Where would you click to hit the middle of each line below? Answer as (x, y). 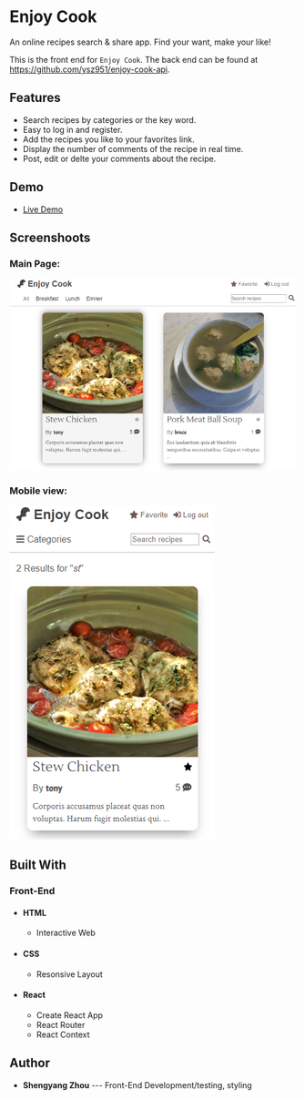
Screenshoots (50, 237)
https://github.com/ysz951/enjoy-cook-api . (90, 69)
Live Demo (43, 209)
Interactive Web (66, 933)
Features (35, 98)
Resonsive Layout (69, 974)
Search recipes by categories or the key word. (109, 119)
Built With (38, 866)
